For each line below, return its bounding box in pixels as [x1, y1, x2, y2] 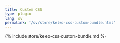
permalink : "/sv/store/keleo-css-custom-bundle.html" [5, 20, 116, 25]
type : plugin [5, 11, 31, 16]
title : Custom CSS [5, 7, 42, 12]
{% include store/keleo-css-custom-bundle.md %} [5, 33, 106, 39]
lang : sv [5, 16, 23, 21]
